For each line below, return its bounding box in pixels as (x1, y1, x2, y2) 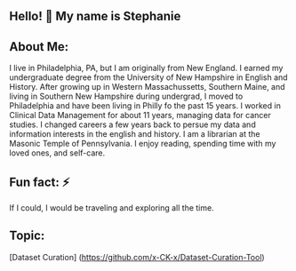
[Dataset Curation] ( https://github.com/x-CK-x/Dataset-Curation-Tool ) (9, 251, 265, 262)
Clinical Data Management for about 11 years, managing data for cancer (9, 110, 271, 121)
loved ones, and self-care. (9, 147, 106, 158)
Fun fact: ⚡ (9, 174, 70, 189)
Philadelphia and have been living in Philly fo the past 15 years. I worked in (9, 100, 282, 111)
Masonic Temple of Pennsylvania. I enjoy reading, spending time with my (9, 139, 276, 149)
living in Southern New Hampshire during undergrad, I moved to (9, 91, 244, 102)
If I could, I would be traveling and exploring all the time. (9, 203, 215, 213)
